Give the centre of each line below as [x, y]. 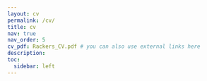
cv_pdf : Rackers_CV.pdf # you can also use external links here [104, 46]
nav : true [22, 33]
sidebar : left [34, 66]
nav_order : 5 [26, 40]
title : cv [22, 27]
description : [26, 54]
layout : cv [23, 14]
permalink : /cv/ [31, 20]
